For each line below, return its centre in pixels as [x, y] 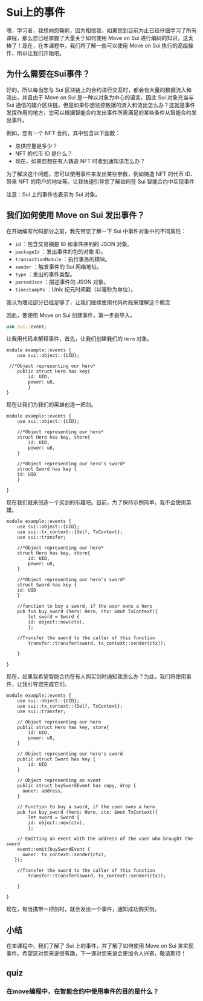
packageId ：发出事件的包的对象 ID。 [60, 251]
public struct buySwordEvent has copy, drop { [77, 786]
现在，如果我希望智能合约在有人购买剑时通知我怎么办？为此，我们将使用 [96, 677]
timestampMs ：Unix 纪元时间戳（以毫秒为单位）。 [76, 289]
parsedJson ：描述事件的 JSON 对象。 [62, 282]
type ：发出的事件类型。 [45, 274]
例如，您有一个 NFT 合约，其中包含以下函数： [63, 133]
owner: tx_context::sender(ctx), [64, 855]
